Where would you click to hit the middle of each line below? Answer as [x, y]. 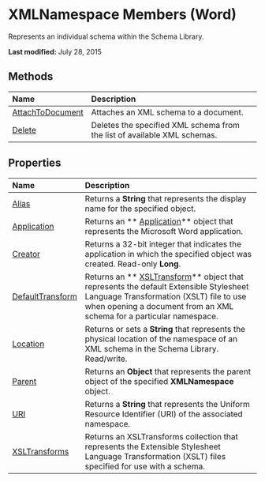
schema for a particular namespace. [151, 316]
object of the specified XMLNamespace [159, 381]
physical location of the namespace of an [161, 339]
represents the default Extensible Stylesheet [167, 286]
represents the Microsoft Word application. [164, 231]
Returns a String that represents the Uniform [168, 404]
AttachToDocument [48, 112]
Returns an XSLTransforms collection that [162, 436]
